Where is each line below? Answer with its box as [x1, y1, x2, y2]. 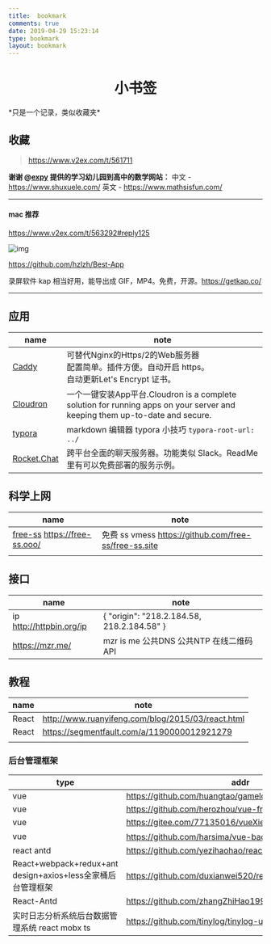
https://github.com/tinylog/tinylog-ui [126, 915, 265, 926]
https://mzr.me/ [12, 639, 72, 651]
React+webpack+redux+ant [12, 858, 119, 869]
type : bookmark [8, 34, 60, 43]
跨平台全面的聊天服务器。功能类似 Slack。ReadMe [66, 447, 258, 458]
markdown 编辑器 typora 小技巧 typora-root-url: [66, 424, 255, 435]
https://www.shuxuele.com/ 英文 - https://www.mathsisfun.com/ [8, 182, 223, 192]
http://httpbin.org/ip [12, 620, 87, 631]
